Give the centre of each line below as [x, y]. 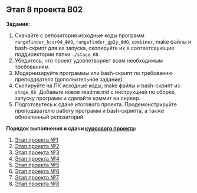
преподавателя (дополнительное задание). [69, 79]
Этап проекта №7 [37, 177]
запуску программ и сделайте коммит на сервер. [77, 98]
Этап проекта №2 [37, 146]
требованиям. [32, 67]
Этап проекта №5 [37, 165]
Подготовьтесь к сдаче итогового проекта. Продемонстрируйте [96, 104]
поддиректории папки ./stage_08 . [57, 54]
